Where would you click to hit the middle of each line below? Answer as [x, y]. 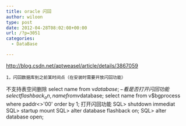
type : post [19, 22]
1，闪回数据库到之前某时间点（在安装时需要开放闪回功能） [66, 77]
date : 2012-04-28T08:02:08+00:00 [47, 28]
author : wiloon [24, 17]
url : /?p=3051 [23, 33]
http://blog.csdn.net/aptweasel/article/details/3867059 [72, 65]
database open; [25, 117]
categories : [20, 38]
